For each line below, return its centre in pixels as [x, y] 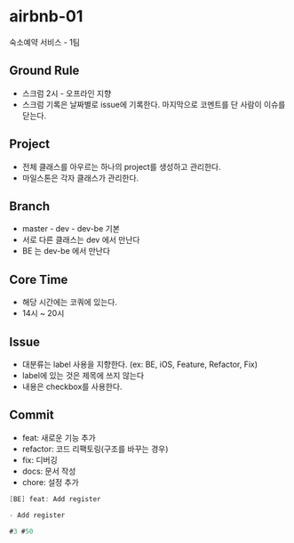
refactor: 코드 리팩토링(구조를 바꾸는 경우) [95, 449]
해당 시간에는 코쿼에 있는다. [70, 302]
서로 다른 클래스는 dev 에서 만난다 [81, 240]
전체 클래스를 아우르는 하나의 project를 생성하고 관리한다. [121, 166]
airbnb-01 [46, 16]
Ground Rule [44, 71]
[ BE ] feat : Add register [55, 499]
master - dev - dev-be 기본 [71, 229]
